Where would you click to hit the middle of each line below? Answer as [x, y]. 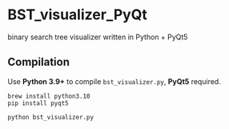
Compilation [38, 62]
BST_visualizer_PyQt [77, 15]
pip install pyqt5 [38, 103]
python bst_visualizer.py [50, 117]
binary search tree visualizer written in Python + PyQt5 [98, 37]
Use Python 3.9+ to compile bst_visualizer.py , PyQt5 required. [114, 81]
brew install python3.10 [49, 96]
